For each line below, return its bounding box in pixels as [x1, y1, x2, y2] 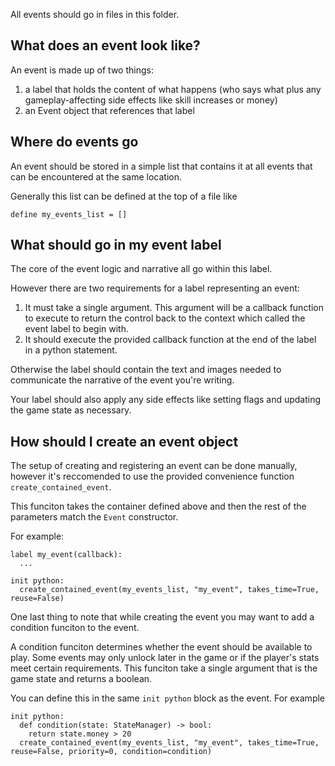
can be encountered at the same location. [10, 170, 182, 183]
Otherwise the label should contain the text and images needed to [10, 364, 282, 376]
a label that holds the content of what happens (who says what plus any [24, 83, 322, 95]
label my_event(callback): [10, 550, 123, 560]
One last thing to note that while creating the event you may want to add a [10, 611, 315, 623]
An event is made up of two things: [10, 64, 154, 76]
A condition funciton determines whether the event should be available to [10, 641, 313, 653]
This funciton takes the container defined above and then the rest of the [10, 500, 307, 513]
